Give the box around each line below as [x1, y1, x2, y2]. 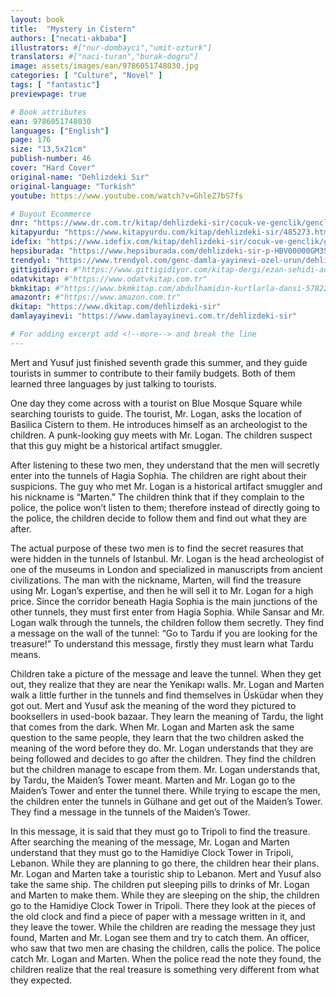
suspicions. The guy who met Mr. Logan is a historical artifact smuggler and [10, 480, 323, 492]
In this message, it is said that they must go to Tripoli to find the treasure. [10, 825, 311, 837]
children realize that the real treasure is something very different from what [10, 963, 320, 975]
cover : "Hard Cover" [10, 163, 97, 173]
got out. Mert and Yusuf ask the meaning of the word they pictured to [10, 699, 297, 711]
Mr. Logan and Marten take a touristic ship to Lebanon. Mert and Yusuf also [10, 867, 322, 880]
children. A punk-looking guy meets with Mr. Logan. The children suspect [10, 429, 313, 441]
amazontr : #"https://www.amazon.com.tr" [10, 292, 182, 303]
